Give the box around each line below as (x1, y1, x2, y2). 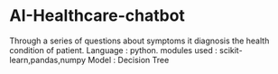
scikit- (219, 44, 243, 55)
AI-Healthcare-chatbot (9, 5, 185, 26)
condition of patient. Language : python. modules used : (9, 44, 218, 55)
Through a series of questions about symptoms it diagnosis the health (9, 35, 270, 46)
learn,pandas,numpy (9, 54, 87, 65)
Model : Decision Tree (87, 54, 170, 65)
